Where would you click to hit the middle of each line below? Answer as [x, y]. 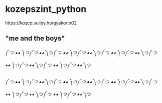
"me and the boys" [35, 38]
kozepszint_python [46, 9]
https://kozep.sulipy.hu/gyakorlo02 [41, 23]
